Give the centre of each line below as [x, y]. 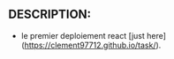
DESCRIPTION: [50, 15]
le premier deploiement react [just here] [94, 35]
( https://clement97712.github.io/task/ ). [91, 45]
